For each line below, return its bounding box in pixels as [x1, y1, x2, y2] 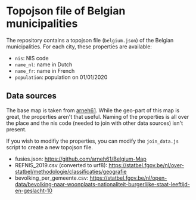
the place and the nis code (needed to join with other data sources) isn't [6, 119, 183, 127]
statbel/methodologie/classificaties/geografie [14, 168, 127, 175]
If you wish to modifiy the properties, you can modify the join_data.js [6, 137, 179, 144]
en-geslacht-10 [14, 187, 52, 194]
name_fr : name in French [14, 67, 75, 74]
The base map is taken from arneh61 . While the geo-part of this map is [6, 106, 180, 114]
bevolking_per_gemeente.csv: [14, 174, 89, 181]
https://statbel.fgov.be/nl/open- [89, 174, 167, 181]
